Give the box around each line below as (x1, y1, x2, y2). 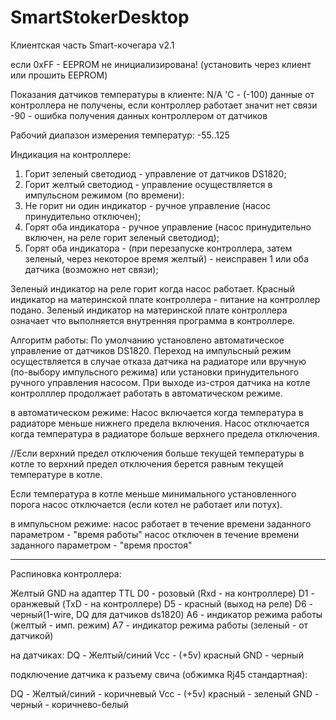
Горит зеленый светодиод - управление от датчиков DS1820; (24, 167, 287, 180)
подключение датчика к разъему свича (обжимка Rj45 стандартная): (10, 668, 308, 680)
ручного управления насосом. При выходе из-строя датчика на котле (10, 376, 311, 388)
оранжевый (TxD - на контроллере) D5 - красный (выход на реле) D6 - (10, 597, 313, 610)
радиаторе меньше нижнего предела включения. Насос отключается (10, 417, 310, 429)
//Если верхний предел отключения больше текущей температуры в (10, 447, 305, 459)
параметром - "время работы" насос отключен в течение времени (10, 528, 300, 540)
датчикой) (10, 629, 54, 641)
